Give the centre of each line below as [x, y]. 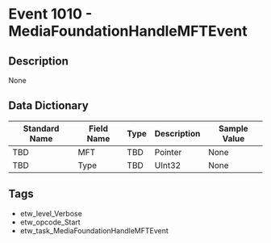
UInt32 [168, 165]
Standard [41, 128]
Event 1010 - [50, 14]
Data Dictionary [48, 106]
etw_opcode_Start [50, 222]
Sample [233, 128]
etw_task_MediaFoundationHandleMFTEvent [94, 230]
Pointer [168, 152]
